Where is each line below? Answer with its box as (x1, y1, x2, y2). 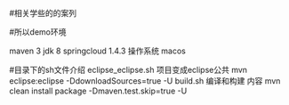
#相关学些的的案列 (9, 8, 77, 18)
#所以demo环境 (9, 27, 67, 37)
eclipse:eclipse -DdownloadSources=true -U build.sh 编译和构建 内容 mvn (9, 76, 281, 86)
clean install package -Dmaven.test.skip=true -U (9, 85, 188, 96)
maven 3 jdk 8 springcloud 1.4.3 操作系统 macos (9, 45, 187, 56)
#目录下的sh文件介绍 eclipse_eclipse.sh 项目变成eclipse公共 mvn (9, 65, 247, 75)
